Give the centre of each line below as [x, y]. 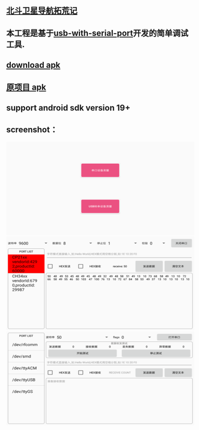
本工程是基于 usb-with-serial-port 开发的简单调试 [97, 33]
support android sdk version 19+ [68, 108]
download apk [33, 65]
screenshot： [32, 130]
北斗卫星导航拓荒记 [42, 11]
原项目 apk [26, 87]
